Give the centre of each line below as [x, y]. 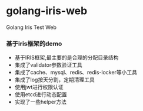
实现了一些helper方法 [40, 102]
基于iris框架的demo [34, 44]
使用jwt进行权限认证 [39, 87]
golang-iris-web [47, 11]
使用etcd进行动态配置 [41, 94]
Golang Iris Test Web [31, 27]
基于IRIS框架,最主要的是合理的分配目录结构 [66, 58]
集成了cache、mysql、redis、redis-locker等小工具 [76, 73]
